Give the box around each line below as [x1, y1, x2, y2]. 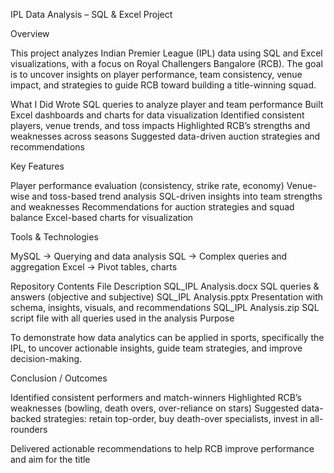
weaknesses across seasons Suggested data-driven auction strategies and [10, 130, 321, 142]
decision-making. [10, 353, 83, 364]
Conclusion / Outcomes [10, 372, 108, 384]
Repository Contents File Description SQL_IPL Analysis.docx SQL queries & [10, 280, 320, 292]
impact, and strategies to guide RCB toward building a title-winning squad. [10, 79, 317, 91]
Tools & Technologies [10, 231, 99, 243]
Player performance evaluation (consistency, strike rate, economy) [10, 180, 285, 191]
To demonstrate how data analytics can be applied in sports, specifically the [10, 332, 325, 343]
